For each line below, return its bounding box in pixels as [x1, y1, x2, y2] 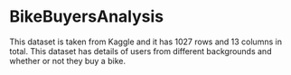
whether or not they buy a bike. [9, 55, 127, 66]
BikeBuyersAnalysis [9, 6, 164, 27]
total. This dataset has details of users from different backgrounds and [9, 45, 272, 56]
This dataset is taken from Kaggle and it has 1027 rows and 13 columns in [9, 36, 283, 47]
